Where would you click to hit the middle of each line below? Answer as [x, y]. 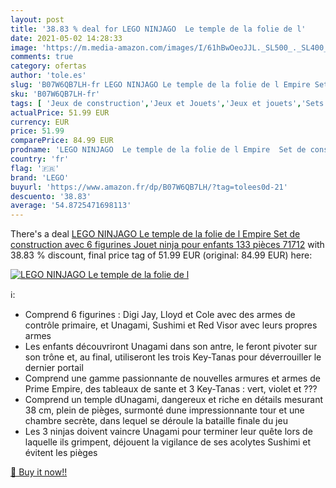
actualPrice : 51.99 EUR [60, 112]
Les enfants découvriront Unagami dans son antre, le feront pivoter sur [171, 347]
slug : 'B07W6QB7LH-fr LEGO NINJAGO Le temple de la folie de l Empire [160, 85]
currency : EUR [40, 122]
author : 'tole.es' [48, 76]
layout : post [37, 19]
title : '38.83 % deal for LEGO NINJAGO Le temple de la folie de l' [158, 29]
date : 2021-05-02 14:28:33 [66, 38]
